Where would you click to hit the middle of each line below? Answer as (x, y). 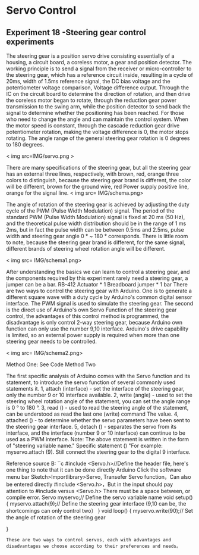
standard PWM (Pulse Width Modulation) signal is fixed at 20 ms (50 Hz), (96, 217)
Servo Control (41, 10)
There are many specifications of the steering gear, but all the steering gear (99, 168)
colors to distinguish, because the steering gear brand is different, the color (99, 180)
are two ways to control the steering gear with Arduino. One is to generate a (99, 291)
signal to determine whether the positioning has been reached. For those (95, 113)
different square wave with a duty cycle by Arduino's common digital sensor (99, 297)
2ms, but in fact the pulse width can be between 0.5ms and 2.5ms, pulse (95, 230)
